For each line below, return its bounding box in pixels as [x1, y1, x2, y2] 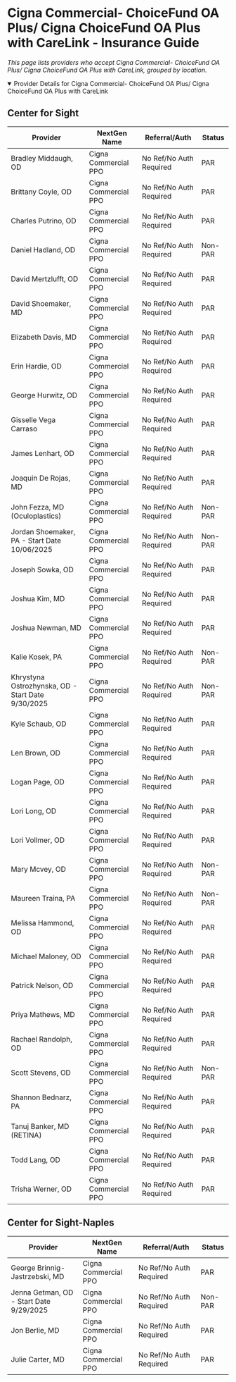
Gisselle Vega [11, 414, 56, 424]
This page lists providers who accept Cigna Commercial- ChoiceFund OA [7, 58, 221, 66]
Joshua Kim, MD [11, 593, 65, 603]
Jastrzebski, [11, 1271, 51, 1281]
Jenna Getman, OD [11, 1288, 74, 1297]
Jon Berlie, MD [11, 1325, 60, 1335]
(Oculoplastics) [11, 511, 62, 521]
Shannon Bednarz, [11, 1092, 72, 1102]
